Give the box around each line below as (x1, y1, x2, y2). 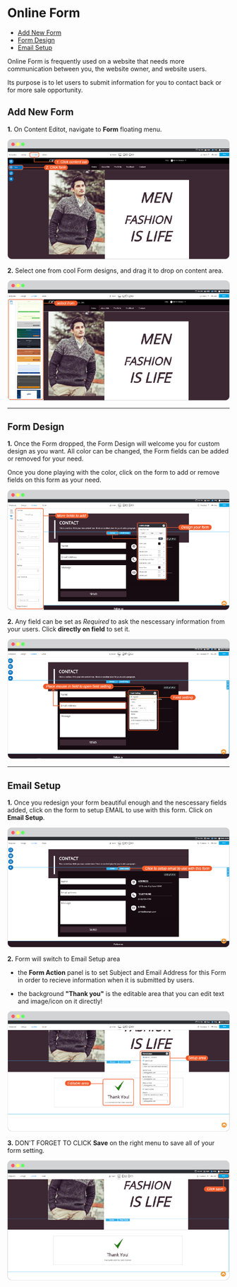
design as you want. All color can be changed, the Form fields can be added (7, 447, 229, 456)
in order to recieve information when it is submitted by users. (17, 976, 195, 985)
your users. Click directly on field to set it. (7, 624, 130, 633)
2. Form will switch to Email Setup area (7, 955, 121, 963)
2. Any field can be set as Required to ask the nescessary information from (7, 617, 225, 626)
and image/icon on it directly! (17, 997, 103, 1006)
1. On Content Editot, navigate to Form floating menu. (7, 125, 162, 134)
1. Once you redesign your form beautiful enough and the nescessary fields (7, 798, 227, 807)
